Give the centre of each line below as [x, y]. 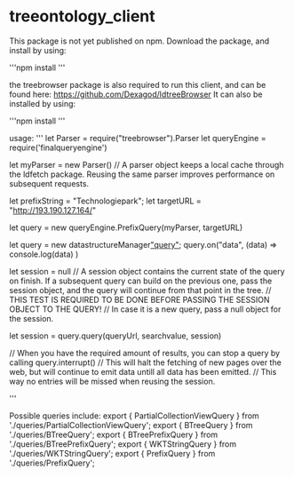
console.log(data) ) [44, 254]
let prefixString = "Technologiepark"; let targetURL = [105, 201]
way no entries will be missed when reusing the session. [112, 381]
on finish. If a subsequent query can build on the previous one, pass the [141, 281]
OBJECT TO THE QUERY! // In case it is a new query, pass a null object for [145, 309]
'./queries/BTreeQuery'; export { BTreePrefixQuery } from [114, 434]
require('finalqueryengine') [59, 147]
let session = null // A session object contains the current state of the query [147, 271]
